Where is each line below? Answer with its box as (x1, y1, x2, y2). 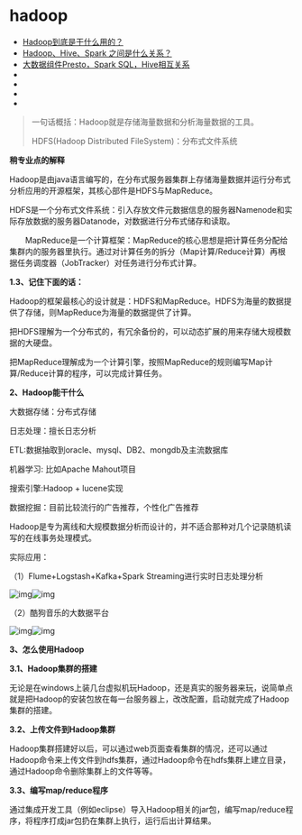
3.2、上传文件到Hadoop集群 (9, 723, 115, 735)
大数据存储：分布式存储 (9, 406, 96, 417)
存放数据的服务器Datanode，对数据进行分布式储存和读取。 (16, 216, 235, 226)
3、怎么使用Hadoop (9, 644, 85, 655)
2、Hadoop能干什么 (9, 387, 85, 398)
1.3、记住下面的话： (9, 276, 84, 287)
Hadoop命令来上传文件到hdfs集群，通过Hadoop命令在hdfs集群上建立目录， (9, 754, 291, 765)
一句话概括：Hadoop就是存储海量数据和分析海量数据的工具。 (31, 116, 259, 127)
